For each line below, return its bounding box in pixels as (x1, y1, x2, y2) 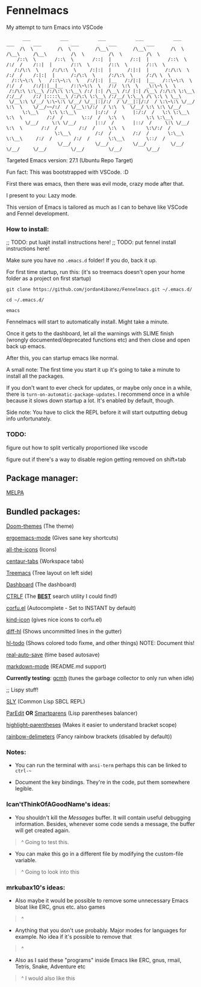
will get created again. (14, 827, 70, 834)
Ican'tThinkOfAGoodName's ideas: (6, 800, 111, 808)
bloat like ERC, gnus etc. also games (14, 903, 105, 911)
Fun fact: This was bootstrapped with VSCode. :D (6, 168, 129, 176)
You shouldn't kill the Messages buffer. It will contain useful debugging (14, 814, 191, 821)
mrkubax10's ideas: (6, 883, 66, 892)
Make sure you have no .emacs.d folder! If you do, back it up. (6, 257, 157, 264)
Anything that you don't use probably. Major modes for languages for (14, 927, 187, 934)
